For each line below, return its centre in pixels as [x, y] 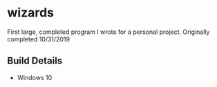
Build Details [35, 61]
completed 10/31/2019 [39, 39]
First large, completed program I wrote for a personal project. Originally [108, 32]
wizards [30, 13]
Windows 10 [35, 77]
